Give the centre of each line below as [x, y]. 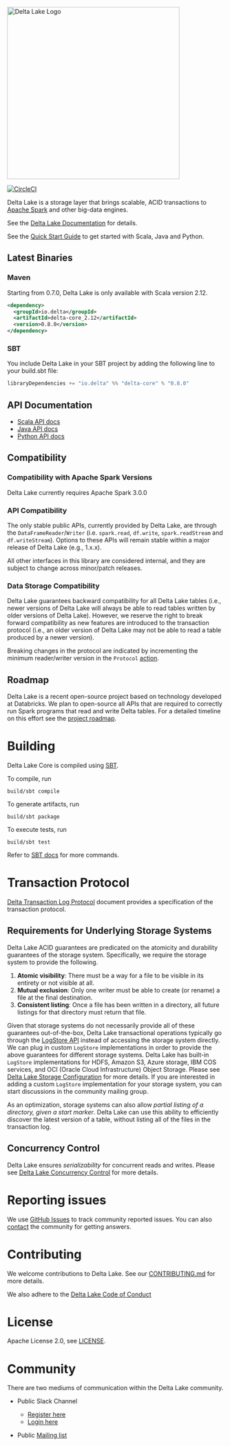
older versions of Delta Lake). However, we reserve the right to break [105, 615]
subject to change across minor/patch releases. [75, 568]
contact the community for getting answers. [70, 1226]
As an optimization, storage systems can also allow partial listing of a [105, 1104]
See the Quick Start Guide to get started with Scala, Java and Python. [106, 236]
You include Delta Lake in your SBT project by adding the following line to [111, 364]
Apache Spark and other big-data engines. [68, 210]
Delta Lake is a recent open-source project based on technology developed [114, 697]
